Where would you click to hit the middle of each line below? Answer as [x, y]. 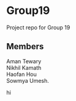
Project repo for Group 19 [38, 27]
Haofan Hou [21, 74]
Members [25, 47]
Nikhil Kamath [24, 68]
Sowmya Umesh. [28, 80]
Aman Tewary [24, 61]
